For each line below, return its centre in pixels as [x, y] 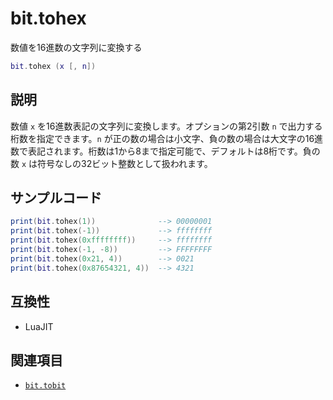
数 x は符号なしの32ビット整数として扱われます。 [111, 163]
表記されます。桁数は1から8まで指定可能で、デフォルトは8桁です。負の [174, 151]
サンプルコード [56, 198]
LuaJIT [39, 326]
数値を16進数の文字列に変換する [76, 47]
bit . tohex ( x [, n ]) [53, 66]
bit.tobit [45, 386]
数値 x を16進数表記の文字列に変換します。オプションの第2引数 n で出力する [166, 126]
